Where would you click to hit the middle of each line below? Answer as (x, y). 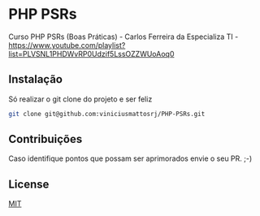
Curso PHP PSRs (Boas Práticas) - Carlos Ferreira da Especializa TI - (123, 37)
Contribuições (45, 139)
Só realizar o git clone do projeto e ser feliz (80, 99)
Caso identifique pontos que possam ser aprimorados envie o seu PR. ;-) (130, 158)
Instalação (36, 79)
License (29, 184)
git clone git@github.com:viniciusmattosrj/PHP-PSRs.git (107, 114)
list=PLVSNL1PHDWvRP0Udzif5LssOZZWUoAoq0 (91, 54)
